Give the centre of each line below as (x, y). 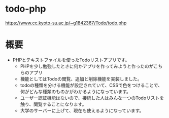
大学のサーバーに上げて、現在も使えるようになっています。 (82, 110)
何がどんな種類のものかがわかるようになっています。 (75, 91)
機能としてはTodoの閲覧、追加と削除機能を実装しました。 (81, 78)
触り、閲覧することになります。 (53, 104)
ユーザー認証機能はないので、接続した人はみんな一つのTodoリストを (92, 98)
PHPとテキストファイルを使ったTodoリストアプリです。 (71, 60)
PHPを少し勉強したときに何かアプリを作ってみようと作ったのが (87, 66)
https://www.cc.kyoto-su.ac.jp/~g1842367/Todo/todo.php (66, 23)
